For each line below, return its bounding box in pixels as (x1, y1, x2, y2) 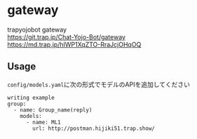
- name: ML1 (25, 119, 61, 126)
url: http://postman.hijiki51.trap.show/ (32, 125, 156, 132)
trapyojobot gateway (7, 25, 67, 34)
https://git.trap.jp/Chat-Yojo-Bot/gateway (7, 32, 126, 41)
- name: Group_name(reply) (13, 106, 93, 114)
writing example (7, 94, 55, 101)
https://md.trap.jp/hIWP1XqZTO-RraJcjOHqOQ (7, 40, 142, 48)
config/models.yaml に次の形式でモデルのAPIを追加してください (7, 80, 191, 88)
